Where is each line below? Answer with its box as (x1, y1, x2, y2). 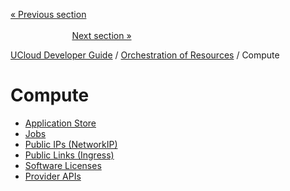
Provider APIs (24, 170, 82, 182)
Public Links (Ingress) (24, 149, 115, 161)
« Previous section (10, 9, 87, 20)
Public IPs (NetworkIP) (24, 138, 118, 150)
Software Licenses (24, 159, 102, 171)
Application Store (24, 117, 97, 129)
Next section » (71, 30, 132, 41)
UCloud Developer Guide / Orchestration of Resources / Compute (10, 49, 280, 61)
